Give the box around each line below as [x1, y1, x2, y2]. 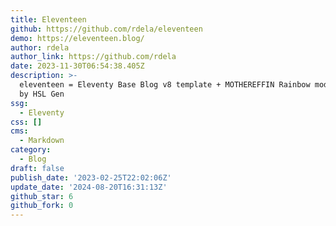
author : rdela [10, 42, 70, 53]
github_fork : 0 [10, 201, 74, 211]
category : [10, 145, 52, 155]
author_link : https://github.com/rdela [10, 52, 177, 62]
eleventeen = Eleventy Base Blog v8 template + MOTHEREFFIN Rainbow [19, 80, 311, 90]
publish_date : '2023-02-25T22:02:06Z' [10, 172, 172, 183]
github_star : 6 [10, 191, 74, 201]
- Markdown [19, 136, 65, 146]
